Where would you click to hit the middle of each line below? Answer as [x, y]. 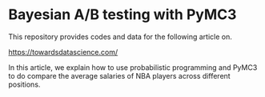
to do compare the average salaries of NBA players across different [119, 76]
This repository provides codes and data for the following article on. [120, 37]
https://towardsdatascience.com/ [63, 52]
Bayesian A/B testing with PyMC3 [122, 15]
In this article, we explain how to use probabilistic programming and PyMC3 [133, 67]
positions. [24, 84]
